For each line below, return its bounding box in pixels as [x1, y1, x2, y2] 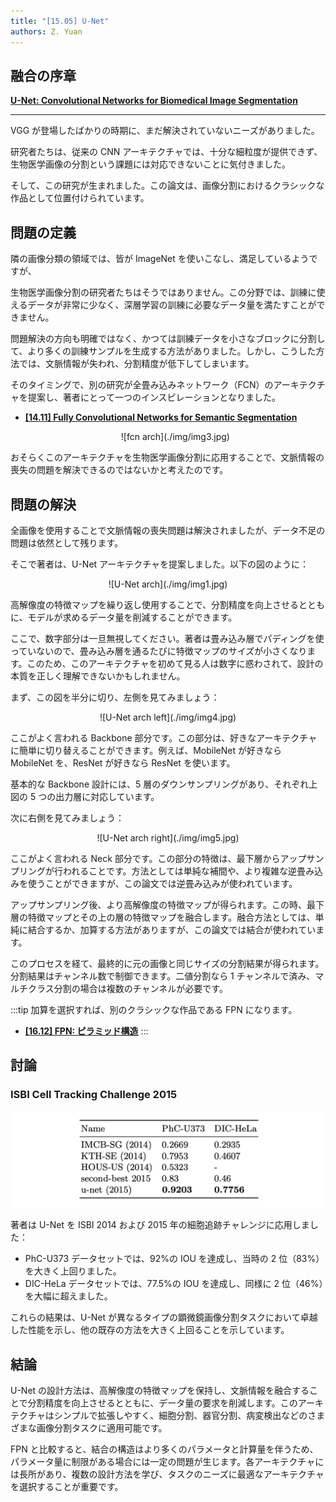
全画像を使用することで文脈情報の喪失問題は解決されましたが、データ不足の [10, 524, 326, 536]
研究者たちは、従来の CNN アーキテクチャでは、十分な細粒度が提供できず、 [10, 146, 323, 158]
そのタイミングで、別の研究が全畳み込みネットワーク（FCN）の [10, 379, 274, 391]
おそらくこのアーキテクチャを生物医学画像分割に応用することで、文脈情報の [10, 451, 325, 464]
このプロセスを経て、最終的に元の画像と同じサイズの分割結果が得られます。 [10, 957, 325, 969]
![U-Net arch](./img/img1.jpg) [108, 578, 228, 590]
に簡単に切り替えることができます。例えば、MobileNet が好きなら [10, 744, 282, 756]
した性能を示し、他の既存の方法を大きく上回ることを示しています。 [10, 1324, 290, 1336]
